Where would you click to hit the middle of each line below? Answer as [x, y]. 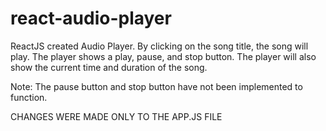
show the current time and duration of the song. [109, 67]
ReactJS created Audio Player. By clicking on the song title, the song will [159, 46]
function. [29, 97]
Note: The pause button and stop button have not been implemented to [156, 86]
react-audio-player [91, 18]
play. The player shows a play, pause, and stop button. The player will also [163, 56]
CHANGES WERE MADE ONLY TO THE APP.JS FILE [116, 116]
